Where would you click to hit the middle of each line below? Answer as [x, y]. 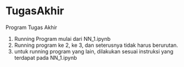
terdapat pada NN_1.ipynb [46, 58]
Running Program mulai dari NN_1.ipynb [62, 39]
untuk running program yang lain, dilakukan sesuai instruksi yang [93, 51]
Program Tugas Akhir [31, 27]
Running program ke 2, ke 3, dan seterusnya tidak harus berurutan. [96, 45]
